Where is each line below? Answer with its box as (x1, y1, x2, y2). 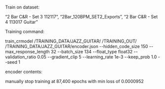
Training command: (5, 29, 44, 34)
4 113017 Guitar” (5, 19, 38, 25)
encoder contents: (5, 69, 43, 75)
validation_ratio (5, 54, 36, 60)
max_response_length (5, 49, 50, 54)
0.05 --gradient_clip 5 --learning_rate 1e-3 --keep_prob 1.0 (37, 54, 157, 60)
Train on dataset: (5, 4, 40, 10)
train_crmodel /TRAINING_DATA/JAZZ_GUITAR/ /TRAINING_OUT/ (5, 38, 137, 44)
